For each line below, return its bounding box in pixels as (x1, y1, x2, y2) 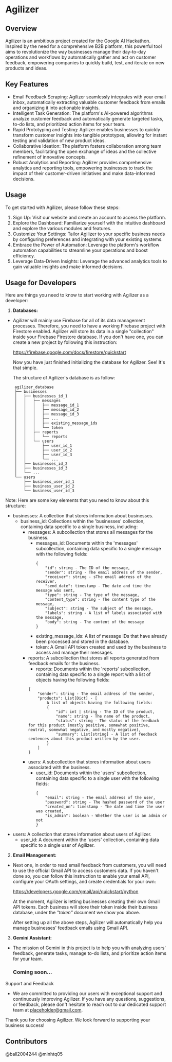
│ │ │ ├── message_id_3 (14, 412, 80, 417)
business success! (5, 1022, 45, 1028)
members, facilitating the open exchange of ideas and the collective (12, 148, 157, 154)
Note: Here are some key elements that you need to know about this (5, 497, 149, 503)
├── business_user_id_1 (24, 479, 74, 484)
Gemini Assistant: (12, 935, 52, 941)
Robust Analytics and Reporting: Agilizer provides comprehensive (12, 159, 152, 165)
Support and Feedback (5, 980, 54, 986)
